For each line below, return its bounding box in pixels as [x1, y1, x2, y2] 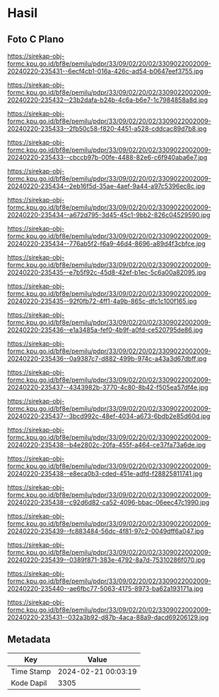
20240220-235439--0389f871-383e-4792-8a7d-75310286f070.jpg [7, 555, 206, 564]
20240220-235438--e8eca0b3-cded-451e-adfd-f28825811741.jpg [7, 469, 203, 478]
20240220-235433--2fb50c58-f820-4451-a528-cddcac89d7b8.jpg [7, 125, 207, 132]
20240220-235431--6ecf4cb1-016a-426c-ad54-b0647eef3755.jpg [7, 67, 203, 75]
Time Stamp [11, 667, 52, 676]
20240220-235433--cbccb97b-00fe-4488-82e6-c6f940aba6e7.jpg [7, 154, 208, 161]
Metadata [7, 633, 51, 645]
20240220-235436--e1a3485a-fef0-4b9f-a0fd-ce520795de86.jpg [7, 326, 203, 334]
